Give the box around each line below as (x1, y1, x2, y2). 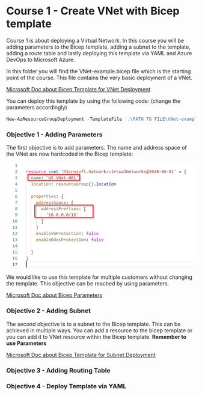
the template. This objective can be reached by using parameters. (6, 280, 170, 287)
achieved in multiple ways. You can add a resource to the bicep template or (6, 326, 193, 334)
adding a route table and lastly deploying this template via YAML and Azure (6, 49, 192, 56)
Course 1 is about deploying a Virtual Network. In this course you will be (6, 37, 185, 44)
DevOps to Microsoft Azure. (6, 56, 75, 63)
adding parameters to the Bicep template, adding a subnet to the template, (6, 43, 191, 50)
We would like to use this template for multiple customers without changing (6, 273, 192, 281)
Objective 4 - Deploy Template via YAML (6, 382, 127, 391)
